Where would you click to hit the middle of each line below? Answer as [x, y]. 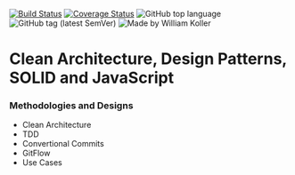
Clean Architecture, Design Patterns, [148, 59]
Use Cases [42, 163]
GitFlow [36, 153]
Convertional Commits [63, 144]
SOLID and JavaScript [92, 78]
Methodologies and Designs [71, 106]
